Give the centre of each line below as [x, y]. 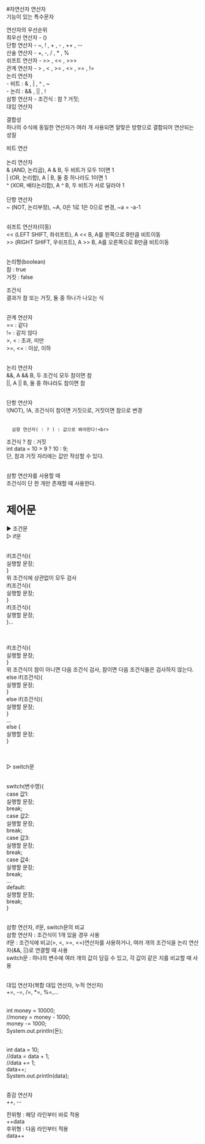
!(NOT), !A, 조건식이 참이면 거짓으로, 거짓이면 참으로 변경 [74, 410]
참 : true [16, 269]
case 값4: [18, 860]
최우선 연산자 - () [27, 37]
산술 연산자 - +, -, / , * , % [38, 53]
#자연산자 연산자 [26, 9]
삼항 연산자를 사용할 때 [33, 476]
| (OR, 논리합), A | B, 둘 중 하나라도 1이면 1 [57, 178]
